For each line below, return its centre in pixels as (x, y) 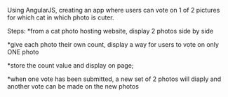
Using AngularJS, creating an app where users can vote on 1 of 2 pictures (114, 10)
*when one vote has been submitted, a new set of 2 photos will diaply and (114, 79)
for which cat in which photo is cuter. (61, 17)
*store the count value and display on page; (71, 65)
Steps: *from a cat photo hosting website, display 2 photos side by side (110, 31)
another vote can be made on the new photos (73, 86)
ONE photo (23, 52)
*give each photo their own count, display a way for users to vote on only (113, 44)
